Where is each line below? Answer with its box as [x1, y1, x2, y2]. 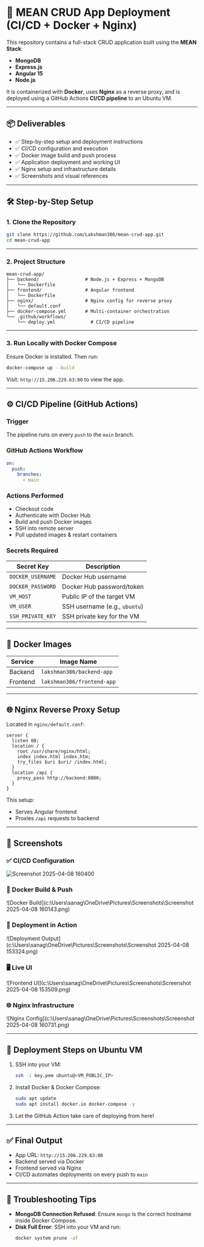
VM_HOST [9, 593, 32, 600]
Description [86, 562, 120, 571]
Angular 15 [15, 69, 44, 77]
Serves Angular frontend [15, 808, 77, 815]
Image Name [59, 657, 97, 666]
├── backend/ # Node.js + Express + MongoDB [6, 276, 165, 283]
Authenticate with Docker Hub [15, 511, 91, 519]
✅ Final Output [6, 1136, 63, 1146]
